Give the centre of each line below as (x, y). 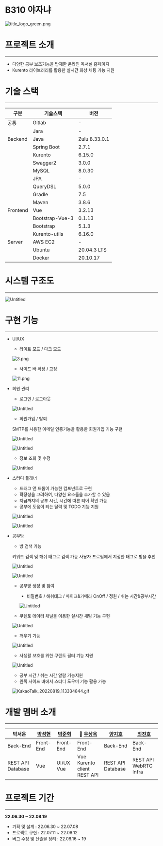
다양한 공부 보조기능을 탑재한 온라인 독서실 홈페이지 (61, 64)
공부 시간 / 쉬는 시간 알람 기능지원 (51, 675)
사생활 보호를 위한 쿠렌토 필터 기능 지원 (56, 655)
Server (15, 242)
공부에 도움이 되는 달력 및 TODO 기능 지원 (59, 507)
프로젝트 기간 (30, 798)
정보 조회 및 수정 (35, 458)
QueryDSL (45, 187)
